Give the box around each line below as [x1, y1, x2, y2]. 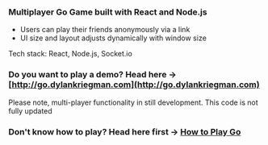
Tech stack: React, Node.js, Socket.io [8, 49, 133, 59]
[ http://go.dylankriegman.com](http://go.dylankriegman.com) [8, 79, 260, 90]
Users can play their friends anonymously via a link [19, 25, 191, 35]
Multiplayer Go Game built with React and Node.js [8, 6, 207, 18]
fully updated [8, 106, 52, 115]
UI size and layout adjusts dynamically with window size [19, 33, 207, 43]
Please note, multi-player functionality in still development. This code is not [8, 97, 258, 107]
